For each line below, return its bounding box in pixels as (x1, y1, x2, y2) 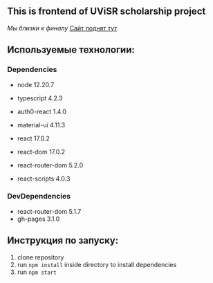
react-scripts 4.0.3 (17, 174, 71, 183)
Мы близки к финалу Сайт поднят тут (7, 24, 118, 32)
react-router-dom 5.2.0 (17, 161, 84, 169)
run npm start (17, 268, 57, 276)
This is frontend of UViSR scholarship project (7, 6, 206, 17)
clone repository (17, 253, 64, 262)
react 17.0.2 (17, 134, 50, 143)
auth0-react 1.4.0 (17, 107, 67, 116)
